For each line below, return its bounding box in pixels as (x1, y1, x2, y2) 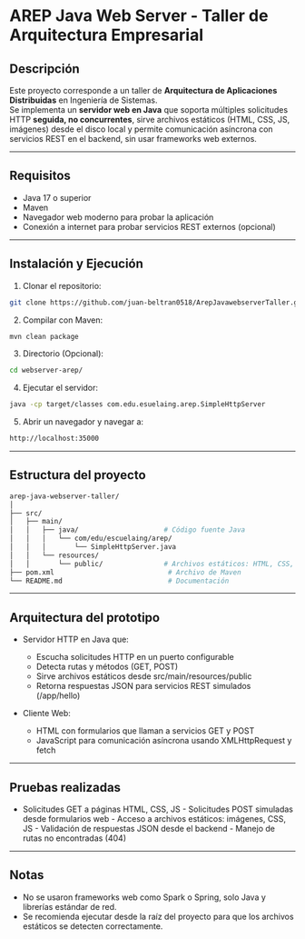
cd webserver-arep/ (9, 365, 84, 375)
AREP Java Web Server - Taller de (9, 5, 269, 26)
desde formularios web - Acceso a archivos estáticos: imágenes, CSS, (22, 814, 287, 824)
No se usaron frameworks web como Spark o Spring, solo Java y (22, 892, 266, 903)
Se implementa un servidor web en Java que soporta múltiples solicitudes (9, 105, 289, 115)
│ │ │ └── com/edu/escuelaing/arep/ (9, 534, 172, 544)
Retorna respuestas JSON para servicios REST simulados (35, 681, 251, 692)
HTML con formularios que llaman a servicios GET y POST (35, 725, 255, 736)
